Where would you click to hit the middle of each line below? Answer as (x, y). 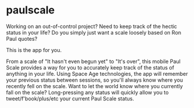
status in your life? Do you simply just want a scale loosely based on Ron (94, 32)
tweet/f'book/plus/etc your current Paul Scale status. (70, 98)
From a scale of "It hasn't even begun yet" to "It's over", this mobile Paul (93, 61)
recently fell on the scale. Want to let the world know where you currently (95, 86)
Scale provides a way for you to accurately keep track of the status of (90, 67)
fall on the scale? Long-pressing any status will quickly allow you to (87, 92)
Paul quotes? (22, 39)
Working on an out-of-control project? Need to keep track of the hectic (92, 26)
